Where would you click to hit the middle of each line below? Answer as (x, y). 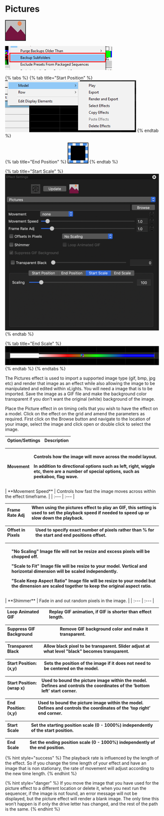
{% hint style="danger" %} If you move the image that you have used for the (82, 783)
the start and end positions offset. (71, 535)
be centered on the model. (71, 668)
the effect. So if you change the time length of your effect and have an (76, 763)
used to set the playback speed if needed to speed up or (90, 512)
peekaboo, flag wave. (56, 476)
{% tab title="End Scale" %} (33, 344)
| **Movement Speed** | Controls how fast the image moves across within (81, 491)
